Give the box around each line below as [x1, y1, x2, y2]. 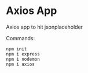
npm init [6, 46, 27, 52]
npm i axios [6, 61, 35, 67]
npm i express [6, 51, 41, 57]
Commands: [6, 34, 35, 41]
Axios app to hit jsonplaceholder [6, 23, 83, 30]
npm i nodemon [6, 56, 41, 62]
